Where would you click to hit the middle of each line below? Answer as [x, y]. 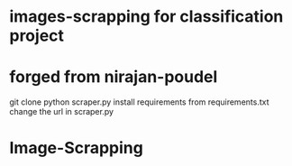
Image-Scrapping [77, 148]
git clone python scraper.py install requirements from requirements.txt [139, 102]
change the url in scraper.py [62, 112]
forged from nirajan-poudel [114, 77]
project [37, 36]
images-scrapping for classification [146, 17]
